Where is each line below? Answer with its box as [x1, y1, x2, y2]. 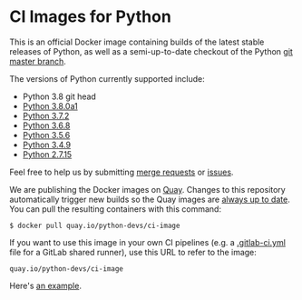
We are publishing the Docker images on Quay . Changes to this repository [9, 184, 286, 195]
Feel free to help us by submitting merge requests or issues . [9, 166, 234, 177]
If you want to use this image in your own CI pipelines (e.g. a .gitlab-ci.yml [9, 236, 286, 247]
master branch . [9, 55, 66, 66]
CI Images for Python [9, 6, 172, 27]
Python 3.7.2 [22, 110, 70, 121]
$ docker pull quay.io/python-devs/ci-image [9, 221, 180, 230]
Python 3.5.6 [22, 129, 71, 140]
